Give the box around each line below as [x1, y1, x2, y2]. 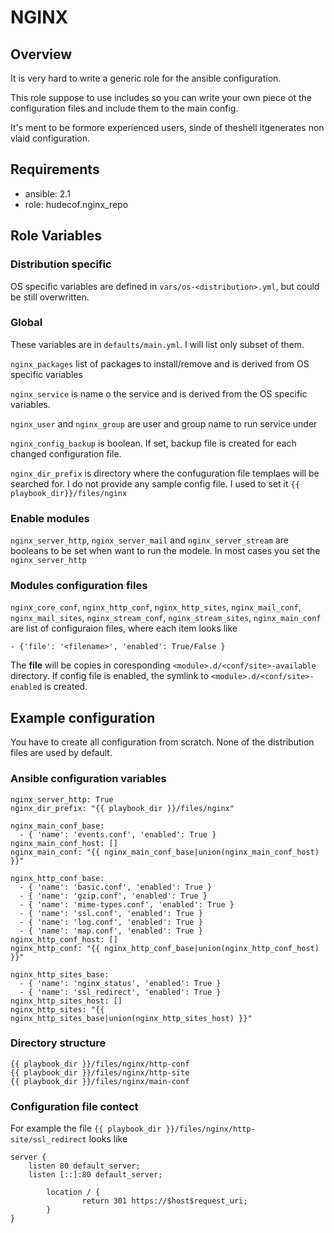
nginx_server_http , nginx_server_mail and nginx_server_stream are [10, 534, 290, 546]
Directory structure [10, 1036, 107, 1050]
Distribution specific [10, 257, 112, 271]
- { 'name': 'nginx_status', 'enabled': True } [19, 978, 222, 988]
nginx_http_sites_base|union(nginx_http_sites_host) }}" [10, 1013, 253, 1023]
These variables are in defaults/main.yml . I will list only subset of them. [10, 338, 305, 350]
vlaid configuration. [10, 132, 90, 144]
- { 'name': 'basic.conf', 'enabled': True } [19, 882, 213, 892]
